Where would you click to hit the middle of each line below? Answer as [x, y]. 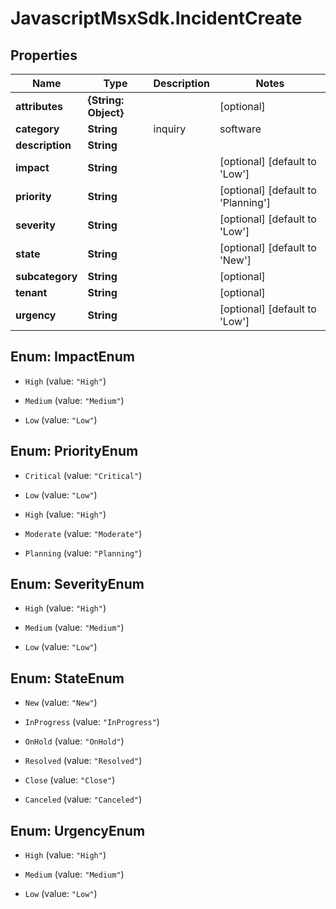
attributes [39, 106]
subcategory [46, 276]
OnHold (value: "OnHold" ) [74, 741]
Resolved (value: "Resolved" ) [83, 761]
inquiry [170, 129]
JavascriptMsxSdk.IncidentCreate [156, 18]
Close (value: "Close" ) [70, 780]
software [240, 129]
